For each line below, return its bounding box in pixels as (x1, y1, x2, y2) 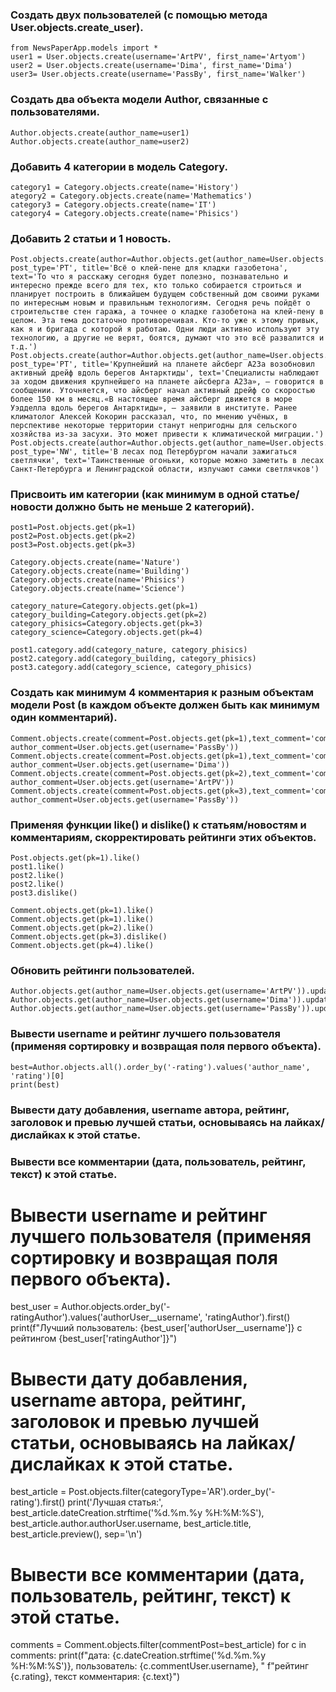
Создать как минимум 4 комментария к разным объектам (10, 686, 314, 700)
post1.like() (10, 862, 65, 872)
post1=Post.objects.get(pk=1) (10, 523, 137, 533)
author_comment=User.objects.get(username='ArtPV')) (10, 777, 235, 787)
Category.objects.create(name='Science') (10, 584, 186, 594)
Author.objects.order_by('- (61, 1301, 171, 1313)
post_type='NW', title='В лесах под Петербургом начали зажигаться (10, 447, 298, 457)
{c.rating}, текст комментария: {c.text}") (10, 1671, 181, 1683)
